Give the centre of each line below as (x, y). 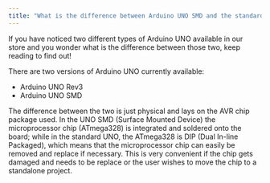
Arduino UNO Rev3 (51, 87)
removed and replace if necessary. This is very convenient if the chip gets (131, 153)
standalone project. (40, 170)
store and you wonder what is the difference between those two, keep (125, 47)
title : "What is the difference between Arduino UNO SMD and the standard (136, 16)
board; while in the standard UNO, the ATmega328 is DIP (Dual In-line (123, 136)
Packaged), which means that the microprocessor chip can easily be (122, 144)
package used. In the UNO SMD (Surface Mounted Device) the (112, 119)
